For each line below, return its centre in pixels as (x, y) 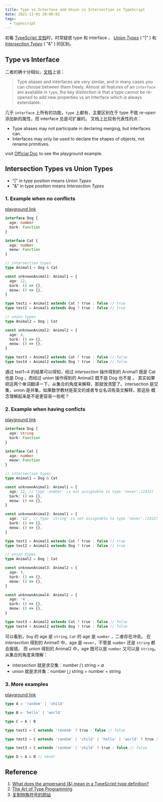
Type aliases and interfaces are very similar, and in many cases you (85, 82)
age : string (22, 433)
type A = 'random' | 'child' (35, 704)
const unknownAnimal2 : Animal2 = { (41, 330)
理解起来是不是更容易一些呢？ (39, 396)
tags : (10, 19)
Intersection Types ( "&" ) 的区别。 (40, 44)
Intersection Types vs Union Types (59, 169)
